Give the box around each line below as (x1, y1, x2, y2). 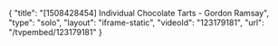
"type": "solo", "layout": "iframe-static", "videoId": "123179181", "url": (8, 17, 264, 28)
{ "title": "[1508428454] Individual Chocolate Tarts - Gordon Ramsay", (8, 8, 269, 18)
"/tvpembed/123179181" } (8, 27, 103, 37)
